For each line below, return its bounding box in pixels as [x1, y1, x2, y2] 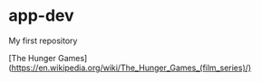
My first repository [8, 35, 78, 46]
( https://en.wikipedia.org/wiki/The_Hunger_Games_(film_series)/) [8, 62, 252, 73]
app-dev [8, 5, 74, 26]
